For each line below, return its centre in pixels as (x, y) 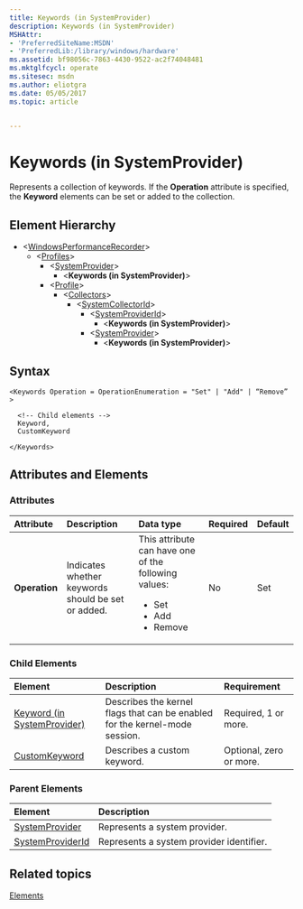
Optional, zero (254, 750)
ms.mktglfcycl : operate (54, 69)
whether (84, 576)
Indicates (86, 565)
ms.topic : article (44, 102)
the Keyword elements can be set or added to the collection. (122, 197)
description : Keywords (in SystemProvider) (92, 26)
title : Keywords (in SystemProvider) (80, 18)
